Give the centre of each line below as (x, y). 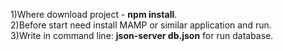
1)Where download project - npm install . (94, 14)
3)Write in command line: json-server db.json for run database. (142, 35)
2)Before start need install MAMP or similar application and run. (141, 25)
